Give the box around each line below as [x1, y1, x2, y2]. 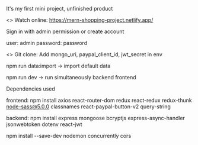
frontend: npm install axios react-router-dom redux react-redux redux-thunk [6, 97, 192, 104]
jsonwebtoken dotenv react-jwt [6, 121, 82, 128]
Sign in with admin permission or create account [6, 28, 124, 35]
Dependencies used [6, 85, 55, 92]
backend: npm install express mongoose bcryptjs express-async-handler [6, 115, 186, 121]
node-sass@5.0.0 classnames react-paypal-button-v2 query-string [6, 103, 171, 110]
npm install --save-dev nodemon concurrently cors [6, 133, 132, 139]
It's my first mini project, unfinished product [6, 5, 113, 12]
